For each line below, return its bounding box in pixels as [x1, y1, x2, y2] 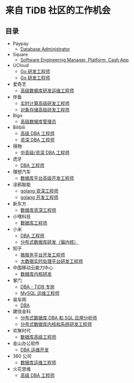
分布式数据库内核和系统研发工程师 [20, 321, 92, 327]
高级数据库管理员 [20, 119, 57, 124]
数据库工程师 [20, 220, 47, 226]
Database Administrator [20, 46, 70, 52]
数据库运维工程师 [20, 359, 57, 366]
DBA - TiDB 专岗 [20, 284, 55, 289]
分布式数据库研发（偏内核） [20, 239, 79, 245]
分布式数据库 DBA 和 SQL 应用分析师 [20, 315, 97, 321]
